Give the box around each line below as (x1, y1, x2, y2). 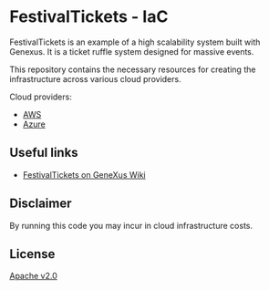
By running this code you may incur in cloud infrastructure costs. (9, 220, 253, 231)
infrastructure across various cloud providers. (9, 73, 181, 84)
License (9, 246, 56, 262)
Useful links (9, 145, 79, 161)
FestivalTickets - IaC (9, 6, 169, 27)
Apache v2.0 (9, 271, 57, 282)
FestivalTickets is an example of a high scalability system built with (9, 36, 261, 47)
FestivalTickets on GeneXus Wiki (22, 169, 146, 180)
